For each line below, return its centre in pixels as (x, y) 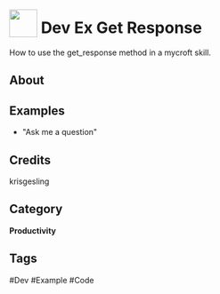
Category (36, 209)
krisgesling (29, 181)
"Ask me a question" (60, 132)
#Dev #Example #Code (52, 280)
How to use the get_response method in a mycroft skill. (110, 52)
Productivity (33, 230)
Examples (37, 111)
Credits (30, 160)
